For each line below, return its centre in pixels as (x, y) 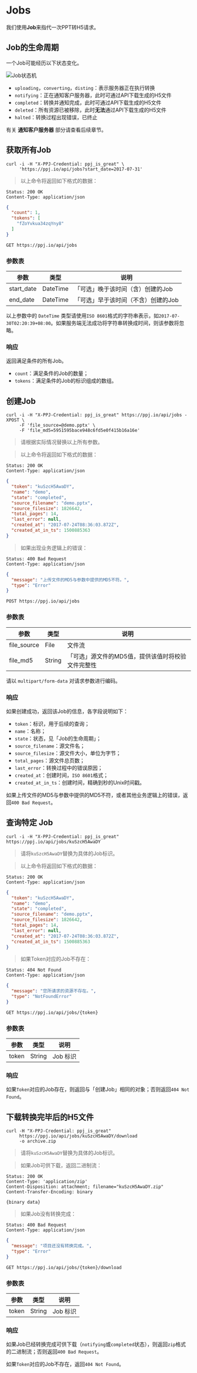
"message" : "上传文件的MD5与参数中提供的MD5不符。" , (70, 580)
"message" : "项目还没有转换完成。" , (52, 1246)
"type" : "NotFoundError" (42, 997)
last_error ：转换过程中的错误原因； (59, 768)
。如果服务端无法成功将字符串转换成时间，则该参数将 (115, 323)
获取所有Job (29, 150)
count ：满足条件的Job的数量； (52, 373)
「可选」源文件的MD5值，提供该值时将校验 (127, 656)
